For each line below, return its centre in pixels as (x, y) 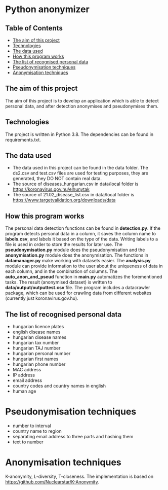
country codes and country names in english (59, 386)
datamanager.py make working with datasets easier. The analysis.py (78, 261)
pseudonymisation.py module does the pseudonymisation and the (75, 250)
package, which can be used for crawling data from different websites (78, 293)
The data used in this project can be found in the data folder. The (80, 168)
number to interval (32, 426)
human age (24, 391)
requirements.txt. (23, 139)
